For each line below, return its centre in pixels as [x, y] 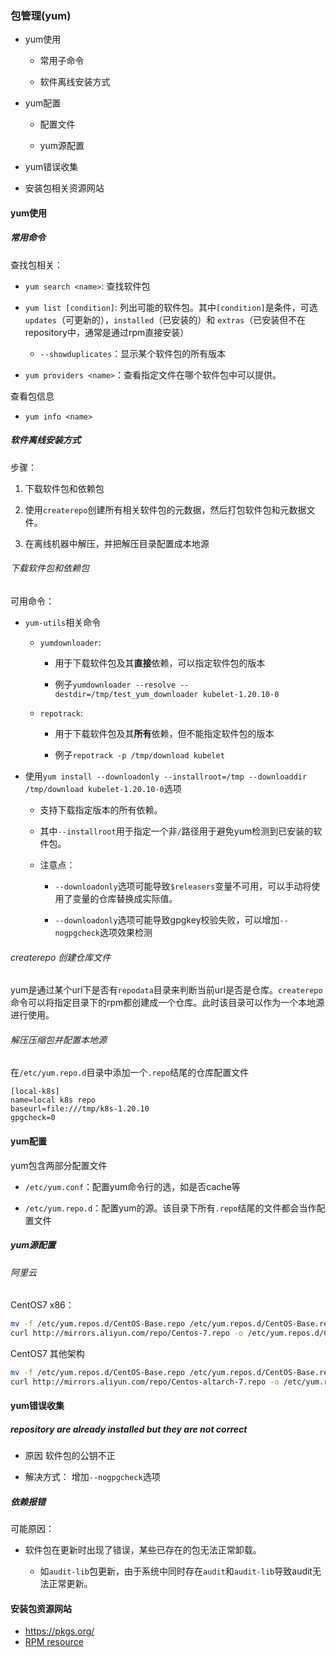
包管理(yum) [41, 15]
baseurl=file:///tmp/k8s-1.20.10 [80, 1109]
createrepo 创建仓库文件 [61, 957]
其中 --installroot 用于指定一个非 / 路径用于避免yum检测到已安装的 [176, 831]
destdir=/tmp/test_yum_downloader [126, 695]
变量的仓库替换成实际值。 [125, 899]
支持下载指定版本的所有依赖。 [101, 810]
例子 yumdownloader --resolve [115, 684]
